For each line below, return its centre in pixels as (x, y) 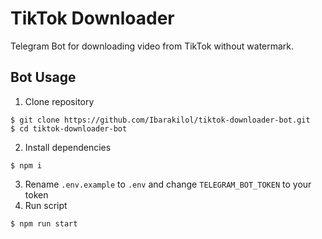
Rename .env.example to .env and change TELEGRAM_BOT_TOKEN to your (168, 184)
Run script (46, 205)
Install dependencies (68, 147)
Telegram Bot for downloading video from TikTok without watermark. (152, 46)
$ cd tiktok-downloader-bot (69, 128)
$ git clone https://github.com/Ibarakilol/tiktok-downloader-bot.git (160, 120)
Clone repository (59, 101)
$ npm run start (44, 223)
